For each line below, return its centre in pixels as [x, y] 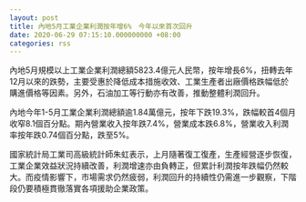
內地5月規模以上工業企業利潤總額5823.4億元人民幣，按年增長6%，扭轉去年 [151, 70]
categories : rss [40, 43]
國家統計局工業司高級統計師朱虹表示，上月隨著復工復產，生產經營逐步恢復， [153, 155]
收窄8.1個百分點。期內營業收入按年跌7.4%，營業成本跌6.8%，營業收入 [141, 124]
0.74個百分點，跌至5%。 [87, 135]
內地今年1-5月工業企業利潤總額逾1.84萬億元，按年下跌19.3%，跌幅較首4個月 [153, 112]
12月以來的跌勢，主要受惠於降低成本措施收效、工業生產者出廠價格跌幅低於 [149, 82]
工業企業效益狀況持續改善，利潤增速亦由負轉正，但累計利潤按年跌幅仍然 [145, 166]
